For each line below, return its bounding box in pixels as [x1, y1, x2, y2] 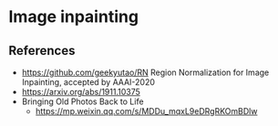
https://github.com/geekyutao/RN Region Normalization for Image [21, 67, 270, 78]
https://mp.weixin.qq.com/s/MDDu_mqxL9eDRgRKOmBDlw [35, 106, 258, 116]
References [8, 43, 76, 58]
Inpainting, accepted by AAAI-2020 [21, 77, 156, 88]
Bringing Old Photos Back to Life [21, 96, 144, 107]
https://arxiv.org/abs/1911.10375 [21, 87, 140, 97]
